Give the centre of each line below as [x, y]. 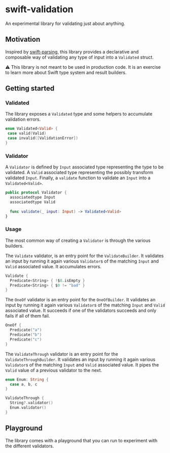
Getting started [30, 88]
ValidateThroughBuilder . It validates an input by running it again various [80, 359]
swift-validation [39, 9]
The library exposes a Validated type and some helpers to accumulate [79, 114]
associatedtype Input [33, 197]
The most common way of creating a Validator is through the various [78, 240]
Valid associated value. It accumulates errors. [53, 266]
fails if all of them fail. [28, 316]
